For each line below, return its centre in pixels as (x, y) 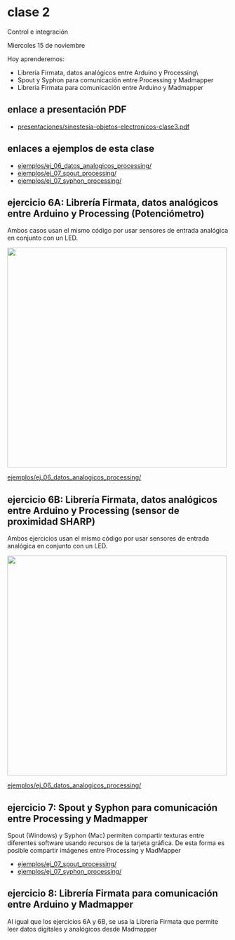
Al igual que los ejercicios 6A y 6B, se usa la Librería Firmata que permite (113, 921)
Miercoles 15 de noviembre (46, 45)
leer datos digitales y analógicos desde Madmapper (82, 929)
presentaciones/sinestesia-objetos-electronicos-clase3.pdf (103, 127)
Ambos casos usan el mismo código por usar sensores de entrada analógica (118, 231)
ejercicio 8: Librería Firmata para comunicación (113, 894)
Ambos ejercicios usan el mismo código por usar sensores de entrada (108, 539)
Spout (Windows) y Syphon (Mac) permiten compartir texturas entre (106, 835)
